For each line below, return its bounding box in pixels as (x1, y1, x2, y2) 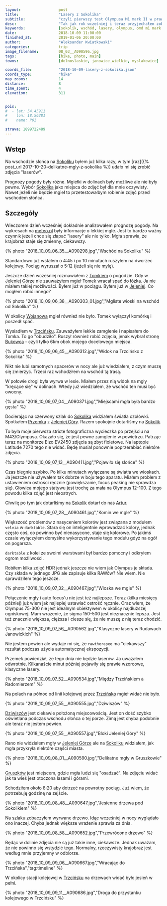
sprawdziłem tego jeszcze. (5, 575, 60, 581)
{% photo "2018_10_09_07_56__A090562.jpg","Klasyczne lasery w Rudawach (5, 625, 162, 631)
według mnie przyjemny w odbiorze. (5, 850, 80, 856)
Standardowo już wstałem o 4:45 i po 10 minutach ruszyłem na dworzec (5, 257, 153, 263)
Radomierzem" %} (5, 681, 43, 687)
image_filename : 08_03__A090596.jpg (5, 49, 99, 54)
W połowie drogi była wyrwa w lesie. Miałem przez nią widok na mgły (5, 378, 148, 384)
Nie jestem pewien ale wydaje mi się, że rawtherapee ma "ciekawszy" (5, 640, 147, 646)
